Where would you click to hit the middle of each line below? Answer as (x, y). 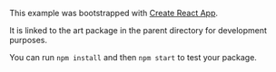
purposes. (29, 40)
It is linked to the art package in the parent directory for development (138, 30)
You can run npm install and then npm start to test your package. (133, 57)
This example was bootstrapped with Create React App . (114, 13)
